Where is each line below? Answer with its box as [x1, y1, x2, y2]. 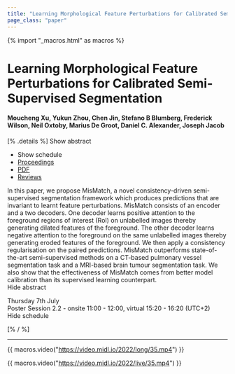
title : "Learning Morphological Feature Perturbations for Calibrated [7, 10, 218, 18]
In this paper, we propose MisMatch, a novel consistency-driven [7, 186, 192, 195]
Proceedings [17, 158, 55, 166]
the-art [7, 253, 28, 261]
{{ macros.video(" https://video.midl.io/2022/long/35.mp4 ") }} [7, 345, 185, 354]
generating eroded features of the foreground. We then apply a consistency [7, 238, 225, 247]
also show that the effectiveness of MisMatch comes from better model [7, 268, 213, 277]
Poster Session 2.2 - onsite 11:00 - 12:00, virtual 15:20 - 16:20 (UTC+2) [7, 304, 211, 312]
